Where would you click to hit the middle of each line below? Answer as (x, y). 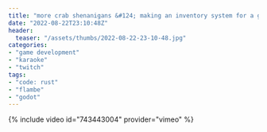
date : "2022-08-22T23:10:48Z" (58, 23)
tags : (17, 75)
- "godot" (25, 97)
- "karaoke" (28, 60)
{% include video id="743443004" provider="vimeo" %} (101, 119)
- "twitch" (26, 68)
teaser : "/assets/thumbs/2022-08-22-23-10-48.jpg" (101, 38)
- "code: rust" (33, 82)
